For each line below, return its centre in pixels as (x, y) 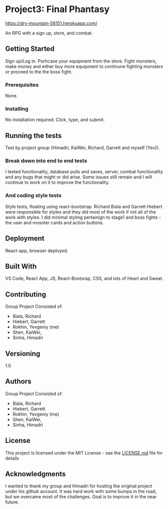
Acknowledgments (36, 474)
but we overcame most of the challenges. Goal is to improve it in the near (81, 497)
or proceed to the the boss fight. (39, 72)
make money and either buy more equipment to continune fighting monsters (84, 66)
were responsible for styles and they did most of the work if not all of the (80, 212)
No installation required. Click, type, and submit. (55, 120)
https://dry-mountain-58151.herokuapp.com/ (51, 23)
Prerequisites (22, 85)
